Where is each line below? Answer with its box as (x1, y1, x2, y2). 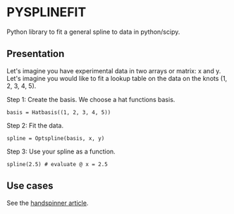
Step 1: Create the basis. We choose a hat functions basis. (6, 95, 175, 103)
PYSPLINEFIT (6, 4, 87, 20)
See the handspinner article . (6, 199, 89, 207)
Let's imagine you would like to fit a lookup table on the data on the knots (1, (6, 74, 228, 82)
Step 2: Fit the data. (6, 121, 64, 130)
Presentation (6, 48, 65, 60)
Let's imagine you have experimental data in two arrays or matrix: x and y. (6, 66, 221, 75)
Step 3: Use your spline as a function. (6, 147, 116, 156)
